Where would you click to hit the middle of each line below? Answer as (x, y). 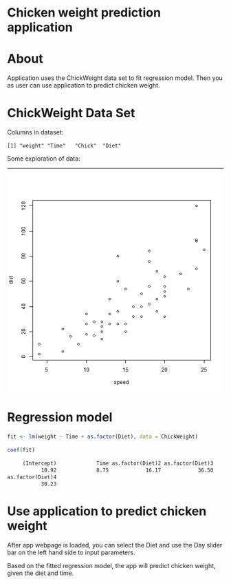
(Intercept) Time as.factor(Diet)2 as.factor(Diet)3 (118, 463)
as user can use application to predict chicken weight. (84, 85)
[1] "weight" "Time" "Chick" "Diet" (64, 146)
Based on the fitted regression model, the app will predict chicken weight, (111, 565)
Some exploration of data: (44, 159)
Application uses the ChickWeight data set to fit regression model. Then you (115, 78)
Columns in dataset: (35, 132)
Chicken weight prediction (84, 13)
